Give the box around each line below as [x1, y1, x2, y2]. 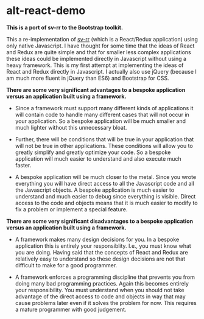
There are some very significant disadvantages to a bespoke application [6, 217, 194, 225]
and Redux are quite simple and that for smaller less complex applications [6, 48, 191, 55]
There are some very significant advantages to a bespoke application [6, 86, 186, 93]
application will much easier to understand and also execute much [15, 155, 181, 162]
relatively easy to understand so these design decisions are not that [15, 255, 186, 262]
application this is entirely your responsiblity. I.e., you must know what [15, 242, 192, 250]
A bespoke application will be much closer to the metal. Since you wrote [15, 173, 197, 180]
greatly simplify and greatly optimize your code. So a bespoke [15, 149, 171, 156]
